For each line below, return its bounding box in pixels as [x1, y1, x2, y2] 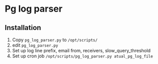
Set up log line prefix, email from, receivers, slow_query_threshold [12, 48, 151, 53]
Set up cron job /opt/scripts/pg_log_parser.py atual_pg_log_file [12, 53, 153, 59]
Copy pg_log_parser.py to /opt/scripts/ [12, 37, 98, 43]
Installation [5, 23, 41, 32]
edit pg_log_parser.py [12, 42, 58, 48]
